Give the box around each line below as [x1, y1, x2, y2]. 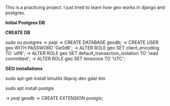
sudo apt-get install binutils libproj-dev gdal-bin [5, 75, 106, 81]
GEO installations [5, 66, 43, 71]
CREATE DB [5, 30, 31, 35]
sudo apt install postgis [5, 85, 54, 91]
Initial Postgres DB [5, 20, 45, 25]
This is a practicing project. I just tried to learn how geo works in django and [5, 5, 165, 10]
